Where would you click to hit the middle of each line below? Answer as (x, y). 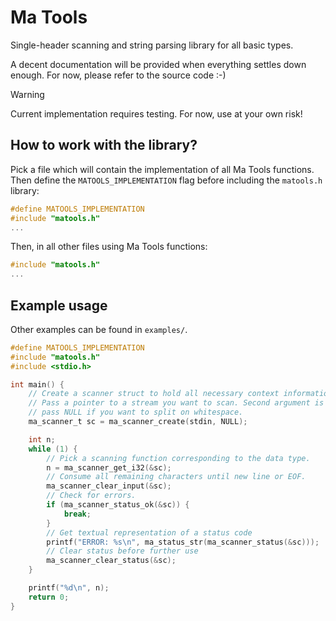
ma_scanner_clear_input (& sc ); (109, 486)
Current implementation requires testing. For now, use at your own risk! (156, 113)
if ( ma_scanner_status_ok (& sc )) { (118, 505)
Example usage (59, 305)
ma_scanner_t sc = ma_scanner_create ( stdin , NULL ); (138, 422)
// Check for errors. (91, 496)
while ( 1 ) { (53, 449)
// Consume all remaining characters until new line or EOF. (176, 477)
